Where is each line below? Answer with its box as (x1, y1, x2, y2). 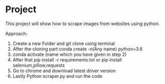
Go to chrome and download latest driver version (12, 68, 116, 74)
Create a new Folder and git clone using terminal (12, 40, 115, 47)
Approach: (5, 30, 28, 36)
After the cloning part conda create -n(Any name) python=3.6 (12, 46, 143, 52)
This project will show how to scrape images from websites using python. (5, 20, 160, 27)
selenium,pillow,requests (12, 62, 65, 68)
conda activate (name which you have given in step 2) (12, 51, 127, 57)
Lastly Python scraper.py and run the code (12, 73, 103, 79)
